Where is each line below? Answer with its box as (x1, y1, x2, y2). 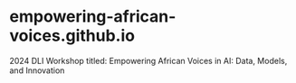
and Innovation (9, 65, 65, 76)
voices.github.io (9, 25, 136, 46)
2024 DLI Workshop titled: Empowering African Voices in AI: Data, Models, (9, 55, 288, 66)
